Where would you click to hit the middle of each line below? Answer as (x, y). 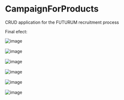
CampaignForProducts (52, 9)
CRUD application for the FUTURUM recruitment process (62, 22)
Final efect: (16, 31)
